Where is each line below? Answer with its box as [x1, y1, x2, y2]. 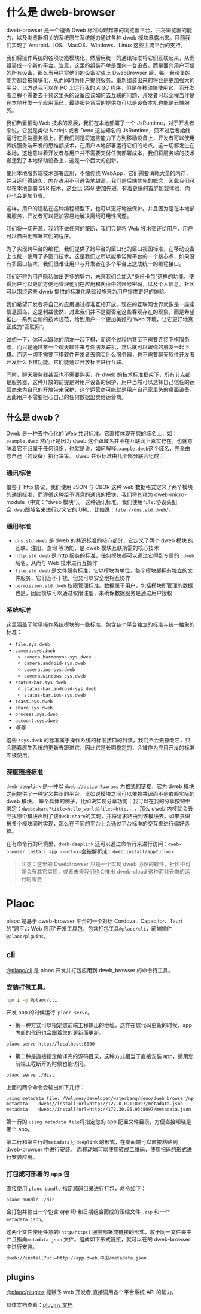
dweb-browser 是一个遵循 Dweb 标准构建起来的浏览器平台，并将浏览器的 [6, 26, 187, 34]
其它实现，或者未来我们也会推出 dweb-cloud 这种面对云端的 [36, 868, 185, 875]
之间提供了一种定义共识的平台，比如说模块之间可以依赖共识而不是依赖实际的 [6, 790, 195, 797]
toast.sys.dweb [14, 699, 53, 705]
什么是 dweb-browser [6, 5, 115, 19]
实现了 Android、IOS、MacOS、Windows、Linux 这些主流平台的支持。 [11, 41, 186, 49]
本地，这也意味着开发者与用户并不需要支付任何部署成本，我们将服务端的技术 [6, 149, 195, 156]
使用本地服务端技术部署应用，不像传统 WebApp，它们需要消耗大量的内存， [6, 169, 191, 177]
